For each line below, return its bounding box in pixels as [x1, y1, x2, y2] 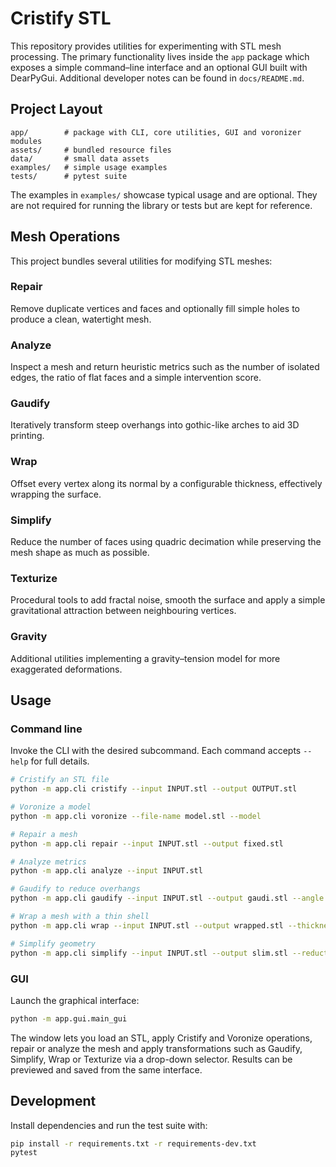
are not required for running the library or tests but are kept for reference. [10, 199, 313, 211]
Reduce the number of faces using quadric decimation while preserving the [10, 536, 322, 548]
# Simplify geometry [10, 938, 97, 949]
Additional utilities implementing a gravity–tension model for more [10, 652, 281, 664]
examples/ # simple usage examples [10, 162, 168, 172]
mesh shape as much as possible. [10, 547, 150, 559]
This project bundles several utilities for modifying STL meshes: [10, 255, 273, 267]
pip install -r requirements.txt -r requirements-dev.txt [10, 1138, 257, 1149]
